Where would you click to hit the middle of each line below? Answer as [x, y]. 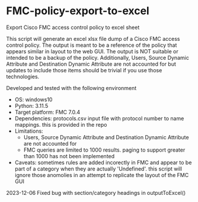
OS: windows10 [33, 100]
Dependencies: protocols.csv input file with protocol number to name [99, 118]
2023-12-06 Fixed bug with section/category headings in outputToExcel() [96, 193]
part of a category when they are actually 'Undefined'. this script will [98, 169]
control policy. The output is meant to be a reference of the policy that [92, 45]
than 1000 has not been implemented [69, 156]
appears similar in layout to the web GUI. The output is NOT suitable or [92, 51]
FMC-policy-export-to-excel [78, 11]
